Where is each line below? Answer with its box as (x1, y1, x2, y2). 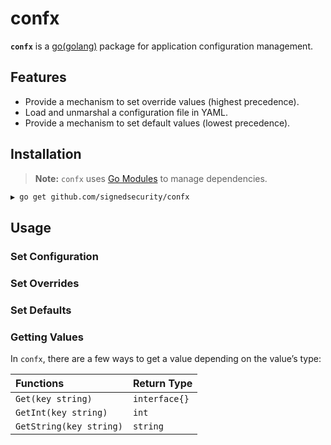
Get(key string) (15, 393, 93, 404)
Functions (15, 376, 65, 390)
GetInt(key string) (15, 407, 108, 418)
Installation (10, 146, 82, 163)
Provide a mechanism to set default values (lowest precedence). (24, 117, 291, 129)
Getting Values (10, 330, 84, 344)
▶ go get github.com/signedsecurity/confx (10, 192, 190, 202)
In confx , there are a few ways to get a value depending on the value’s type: (10, 352, 322, 364)
